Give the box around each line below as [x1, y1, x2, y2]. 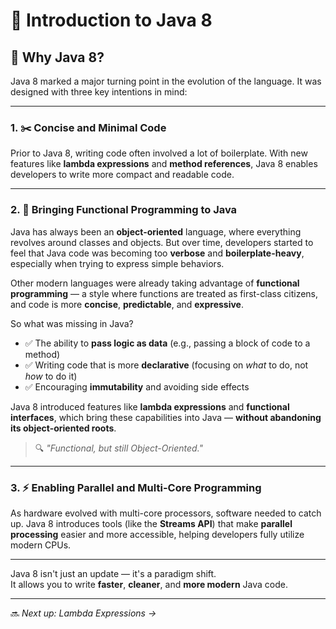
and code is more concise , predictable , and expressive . [10, 298, 244, 310]
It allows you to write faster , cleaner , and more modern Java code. [10, 578, 288, 590]
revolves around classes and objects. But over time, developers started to [10, 236, 314, 248]
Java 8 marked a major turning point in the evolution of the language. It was [10, 75, 322, 87]
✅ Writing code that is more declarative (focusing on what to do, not [24, 359, 309, 371]
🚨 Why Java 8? [10, 49, 105, 66]
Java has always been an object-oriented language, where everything [10, 225, 302, 238]
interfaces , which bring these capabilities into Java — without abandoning [10, 411, 322, 423]
